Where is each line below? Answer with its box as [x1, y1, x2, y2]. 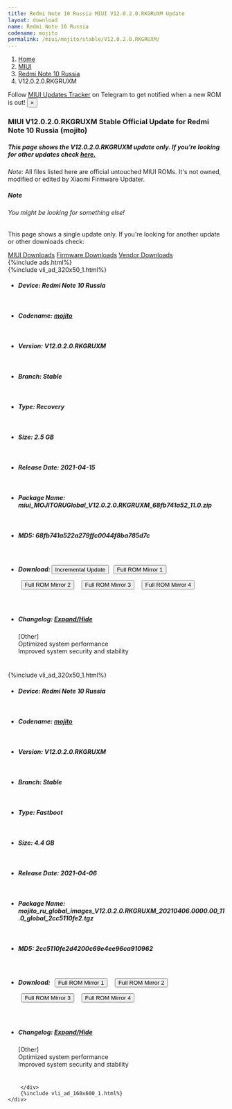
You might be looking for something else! [8, 208, 125, 216]
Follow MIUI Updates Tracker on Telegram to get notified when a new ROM [8, 91, 222, 99]
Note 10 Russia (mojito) [8, 126, 88, 135]
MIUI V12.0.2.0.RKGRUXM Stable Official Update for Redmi [8, 117, 210, 127]
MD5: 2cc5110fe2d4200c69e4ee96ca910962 [17, 944, 154, 952]
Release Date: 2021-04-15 [17, 463, 96, 472]
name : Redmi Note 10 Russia [8, 23, 89, 30]
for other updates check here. [8, 150, 96, 158]
